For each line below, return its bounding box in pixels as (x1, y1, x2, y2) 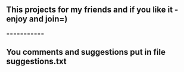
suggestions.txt (6, 57, 67, 67)
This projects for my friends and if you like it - (6, 5, 179, 15)
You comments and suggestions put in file (6, 47, 166, 57)
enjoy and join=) (6, 14, 68, 24)
